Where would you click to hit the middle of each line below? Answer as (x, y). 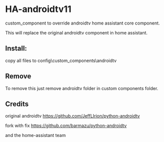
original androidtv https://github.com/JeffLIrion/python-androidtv (73, 116)
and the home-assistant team (36, 135)
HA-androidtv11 (38, 9)
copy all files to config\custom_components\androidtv (61, 60)
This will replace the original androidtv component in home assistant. (76, 32)
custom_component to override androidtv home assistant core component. (83, 23)
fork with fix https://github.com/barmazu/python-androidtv (66, 125)
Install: (16, 48)
